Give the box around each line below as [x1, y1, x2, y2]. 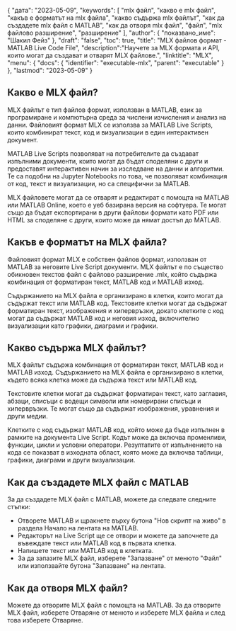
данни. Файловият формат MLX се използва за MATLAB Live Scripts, [7, 120, 213, 129]
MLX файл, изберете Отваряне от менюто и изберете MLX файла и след [7, 608, 225, 617]
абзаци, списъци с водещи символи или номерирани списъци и [7, 397, 201, 406]
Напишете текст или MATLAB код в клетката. [17, 547, 154, 555]
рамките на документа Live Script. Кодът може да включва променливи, [7, 433, 228, 442]
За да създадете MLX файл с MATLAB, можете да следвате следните [7, 495, 217, 504]
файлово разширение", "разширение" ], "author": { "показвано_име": [7, 28, 216, 37]
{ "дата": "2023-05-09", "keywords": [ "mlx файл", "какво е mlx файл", [7, 6, 216, 14]
